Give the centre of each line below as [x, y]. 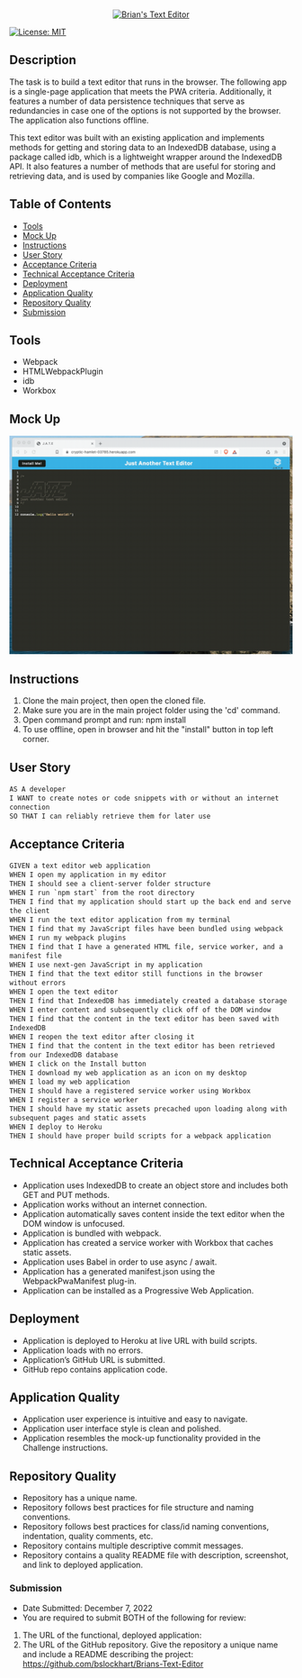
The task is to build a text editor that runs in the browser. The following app [148, 82]
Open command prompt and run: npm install [104, 720]
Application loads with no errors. [83, 1350]
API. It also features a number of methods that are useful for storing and [142, 166]
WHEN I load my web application [70, 1082]
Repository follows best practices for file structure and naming [138, 1508]
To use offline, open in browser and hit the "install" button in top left [148, 730]
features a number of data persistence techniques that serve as [127, 101]
